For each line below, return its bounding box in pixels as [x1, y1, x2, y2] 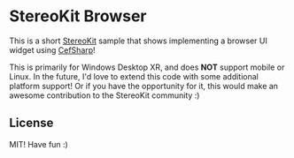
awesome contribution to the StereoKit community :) [9, 90, 200, 101]
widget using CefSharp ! [9, 44, 96, 55]
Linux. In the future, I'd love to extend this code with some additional [9, 71, 259, 81]
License [9, 116, 54, 131]
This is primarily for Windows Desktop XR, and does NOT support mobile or [9, 62, 285, 72]
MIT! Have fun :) [9, 139, 68, 149]
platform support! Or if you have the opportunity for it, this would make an [9, 80, 279, 91]
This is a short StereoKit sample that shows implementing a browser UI [9, 35, 267, 46]
